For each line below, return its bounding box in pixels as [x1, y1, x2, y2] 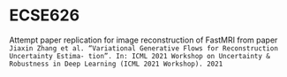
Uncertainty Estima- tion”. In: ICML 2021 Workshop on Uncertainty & [9, 51, 271, 60]
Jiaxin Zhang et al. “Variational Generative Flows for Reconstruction [9, 43, 278, 53]
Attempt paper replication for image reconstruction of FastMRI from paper [9, 35, 278, 45]
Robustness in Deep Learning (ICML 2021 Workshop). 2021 [9, 59, 223, 68]
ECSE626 [9, 5, 80, 26]
